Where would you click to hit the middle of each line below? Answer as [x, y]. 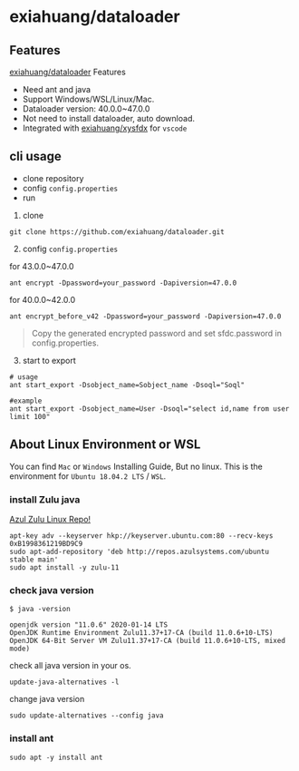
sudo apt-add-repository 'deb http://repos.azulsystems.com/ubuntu [140, 551]
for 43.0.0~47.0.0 [42, 266]
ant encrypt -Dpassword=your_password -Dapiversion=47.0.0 [123, 283]
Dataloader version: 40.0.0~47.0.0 [86, 109]
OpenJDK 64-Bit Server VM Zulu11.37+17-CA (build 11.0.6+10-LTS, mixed [147, 641]
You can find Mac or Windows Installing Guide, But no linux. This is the [136, 466]
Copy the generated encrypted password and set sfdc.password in [157, 333]
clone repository [53, 178]
